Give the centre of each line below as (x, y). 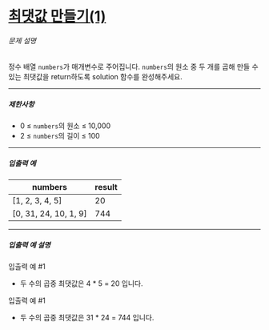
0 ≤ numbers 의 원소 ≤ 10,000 (65, 126)
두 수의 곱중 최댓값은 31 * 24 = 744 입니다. (87, 318)
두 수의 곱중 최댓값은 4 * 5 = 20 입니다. (81, 284)
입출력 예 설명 (29, 244)
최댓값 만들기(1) (57, 16)
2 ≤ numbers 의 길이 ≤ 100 (60, 136)
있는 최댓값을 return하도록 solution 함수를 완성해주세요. (95, 77)
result (106, 187)
